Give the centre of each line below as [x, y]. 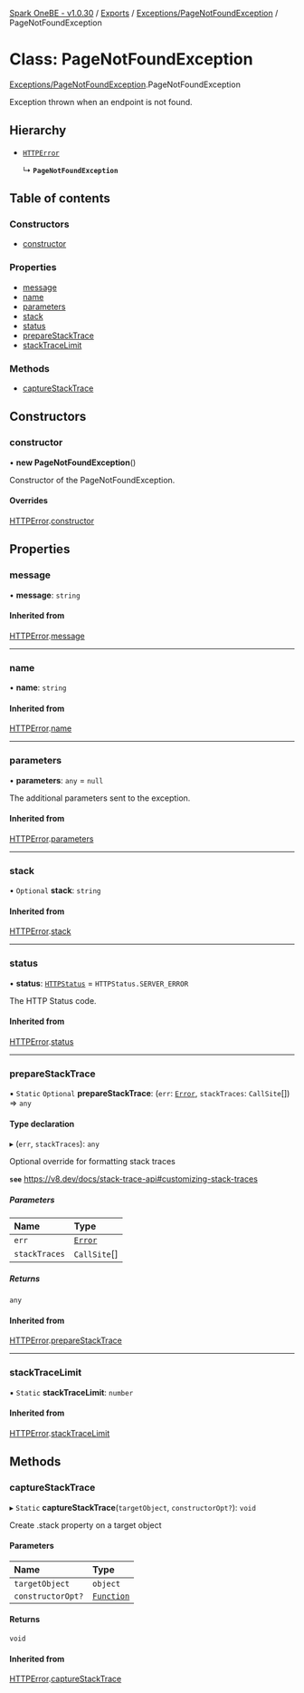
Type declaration [42, 1124]
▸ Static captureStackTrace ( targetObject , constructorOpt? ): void [133, 1507]
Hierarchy [38, 131]
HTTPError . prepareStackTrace [66, 1340]
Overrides [28, 501]
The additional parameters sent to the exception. [100, 798]
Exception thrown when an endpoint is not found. [101, 102]
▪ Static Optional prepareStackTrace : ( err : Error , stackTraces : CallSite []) [150, 1094]
